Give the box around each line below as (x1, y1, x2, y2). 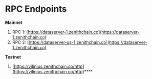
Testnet (5, 54, 21, 59)
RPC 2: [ (12, 39, 29, 45)
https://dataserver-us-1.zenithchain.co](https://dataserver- (28, 39, 148, 45)
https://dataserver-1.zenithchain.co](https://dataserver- (27, 29, 140, 35)
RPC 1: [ (12, 29, 28, 35)
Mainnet (5, 20, 22, 25)
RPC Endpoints (5, 3, 67, 15)
